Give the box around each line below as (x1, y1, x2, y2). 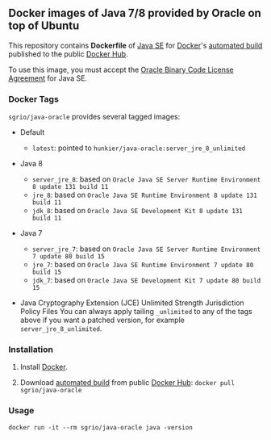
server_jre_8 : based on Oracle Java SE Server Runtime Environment (31, 174, 261, 184)
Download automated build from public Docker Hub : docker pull (19, 378, 236, 388)
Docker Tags (8, 93, 59, 104)
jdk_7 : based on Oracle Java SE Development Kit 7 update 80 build (31, 275, 261, 285)
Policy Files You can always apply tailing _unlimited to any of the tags (19, 307, 252, 316)
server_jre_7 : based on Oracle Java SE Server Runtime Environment (31, 244, 261, 254)
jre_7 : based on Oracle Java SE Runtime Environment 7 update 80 (31, 260, 254, 270)
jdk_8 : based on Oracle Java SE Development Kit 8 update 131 (31, 206, 244, 216)
